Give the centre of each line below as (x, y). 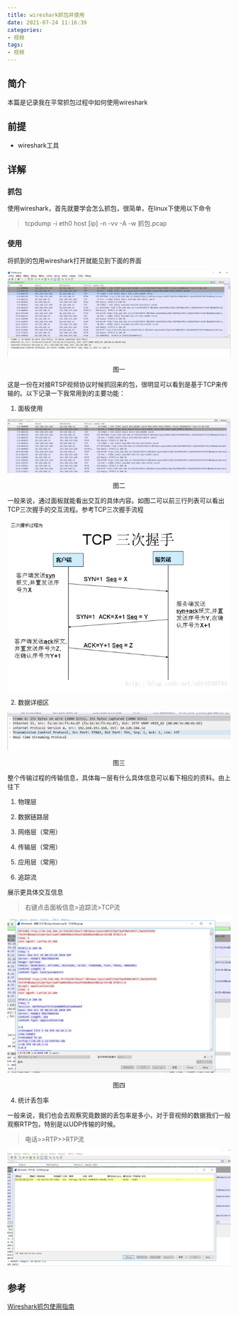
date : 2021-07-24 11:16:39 (47, 22)
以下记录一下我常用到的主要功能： (75, 393)
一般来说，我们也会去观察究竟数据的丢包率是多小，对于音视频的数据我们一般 (119, 1115)
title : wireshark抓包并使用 (46, 15)
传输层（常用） (39, 847)
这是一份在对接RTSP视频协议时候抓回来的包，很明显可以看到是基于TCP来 (114, 385)
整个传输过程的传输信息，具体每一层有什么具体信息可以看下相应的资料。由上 (119, 778)
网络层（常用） (39, 832)
